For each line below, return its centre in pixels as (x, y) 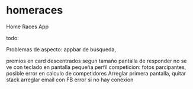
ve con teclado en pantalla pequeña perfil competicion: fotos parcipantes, (96, 67)
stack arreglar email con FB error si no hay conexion (70, 80)
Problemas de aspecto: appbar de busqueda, (61, 49)
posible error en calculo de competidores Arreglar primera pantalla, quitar (96, 73)
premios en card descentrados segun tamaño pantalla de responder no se (97, 61)
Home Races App (28, 27)
